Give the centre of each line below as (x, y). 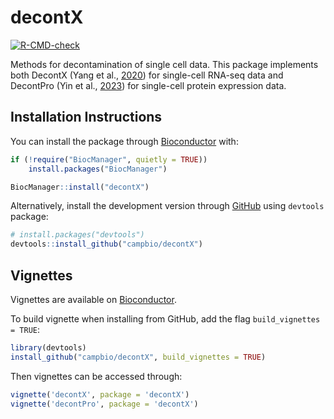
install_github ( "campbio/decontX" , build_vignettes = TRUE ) (138, 357)
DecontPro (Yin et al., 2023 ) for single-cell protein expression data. (148, 85)
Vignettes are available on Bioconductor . (93, 299)
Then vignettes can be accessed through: (96, 376)
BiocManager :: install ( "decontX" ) (80, 187)
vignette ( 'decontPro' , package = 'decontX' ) (104, 404)
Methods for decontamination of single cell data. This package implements (164, 64)
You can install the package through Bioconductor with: (124, 141)
